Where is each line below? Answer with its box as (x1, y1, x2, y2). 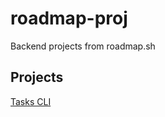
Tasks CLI (10, 95, 52, 107)
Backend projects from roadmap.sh (10, 40, 156, 52)
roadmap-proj (10, 7, 128, 30)
